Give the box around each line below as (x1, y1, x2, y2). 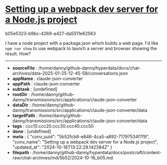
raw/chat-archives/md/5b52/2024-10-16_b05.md (12, 155, 113, 161)
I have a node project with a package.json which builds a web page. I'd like (5, 40, 159, 46)
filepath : (12, 149, 32, 155)
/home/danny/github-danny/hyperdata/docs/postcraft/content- (32, 149, 162, 155)
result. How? (5, 51, 31, 57)
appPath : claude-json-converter (12, 81, 81, 86)
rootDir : (12, 91, 30, 97)
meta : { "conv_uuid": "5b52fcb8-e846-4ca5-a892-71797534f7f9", (12, 133, 150, 140)
